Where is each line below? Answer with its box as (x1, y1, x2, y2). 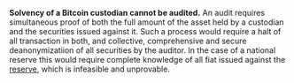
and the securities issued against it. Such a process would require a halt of (9, 26, 282, 36)
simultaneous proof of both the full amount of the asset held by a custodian (9, 17, 285, 27)
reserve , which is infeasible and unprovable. (9, 64, 171, 74)
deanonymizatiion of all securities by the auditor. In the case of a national (9, 45, 276, 56)
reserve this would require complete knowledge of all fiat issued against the (9, 55, 286, 64)
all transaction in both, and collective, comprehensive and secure (9, 35, 247, 46)
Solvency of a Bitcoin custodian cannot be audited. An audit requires (9, 8, 266, 18)
